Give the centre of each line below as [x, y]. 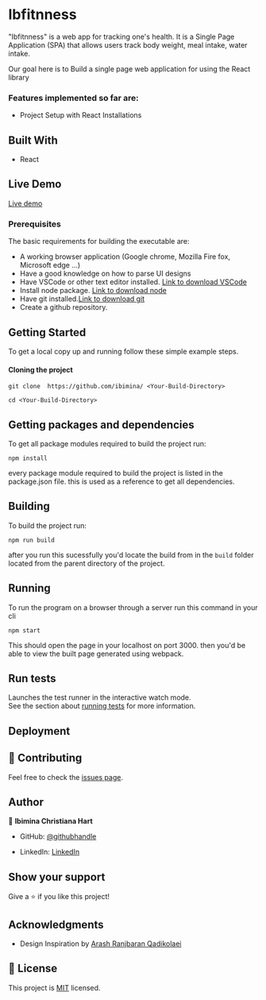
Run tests [32, 678]
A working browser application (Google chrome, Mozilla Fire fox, [125, 257]
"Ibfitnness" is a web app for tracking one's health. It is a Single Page [121, 37]
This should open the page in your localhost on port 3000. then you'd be [127, 645]
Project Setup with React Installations [81, 115]
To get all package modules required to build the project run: [107, 443]
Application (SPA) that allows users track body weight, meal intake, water [128, 44]
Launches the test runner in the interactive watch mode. [100, 697]
